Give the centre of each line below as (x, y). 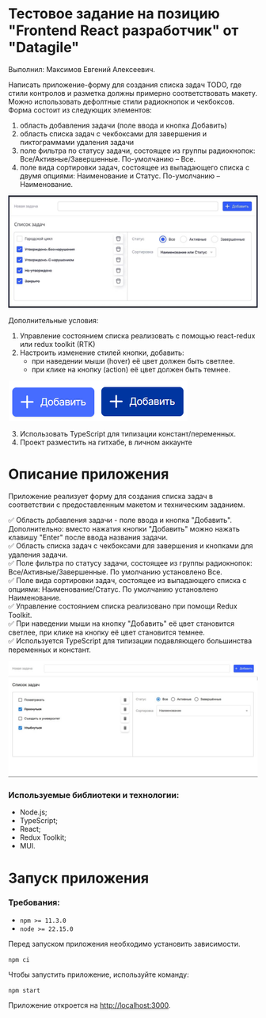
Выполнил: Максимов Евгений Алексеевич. (82, 69)
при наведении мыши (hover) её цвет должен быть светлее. (133, 360)
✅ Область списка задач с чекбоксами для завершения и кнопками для (131, 545)
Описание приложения (89, 474)
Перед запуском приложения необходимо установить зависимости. (124, 944)
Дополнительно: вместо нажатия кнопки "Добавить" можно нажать (124, 528)
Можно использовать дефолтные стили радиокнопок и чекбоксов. (122, 101)
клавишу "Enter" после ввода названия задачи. (88, 537)
